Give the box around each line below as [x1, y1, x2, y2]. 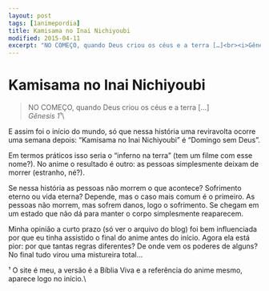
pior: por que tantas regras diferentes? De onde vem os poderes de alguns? [8, 241, 259, 251]
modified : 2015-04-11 [8, 34, 81, 42]
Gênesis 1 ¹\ [27, 111, 65, 121]
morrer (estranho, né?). [8, 168, 86, 177]
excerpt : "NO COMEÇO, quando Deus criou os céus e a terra [8, 42, 210, 50]
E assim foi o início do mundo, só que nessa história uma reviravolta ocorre [8, 127, 256, 136]
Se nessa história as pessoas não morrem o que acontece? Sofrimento [8, 184, 242, 193]
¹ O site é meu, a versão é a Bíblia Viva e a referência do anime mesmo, [8, 265, 243, 275]
